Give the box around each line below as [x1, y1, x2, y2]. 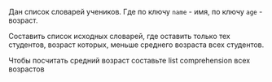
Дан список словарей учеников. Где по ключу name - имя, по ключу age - [8, 7, 263, 16]
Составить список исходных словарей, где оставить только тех [8, 32, 230, 41]
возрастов [8, 64, 45, 74]
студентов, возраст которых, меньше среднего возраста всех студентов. [8, 40, 265, 50]
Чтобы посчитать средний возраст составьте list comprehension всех [8, 56, 251, 65]
